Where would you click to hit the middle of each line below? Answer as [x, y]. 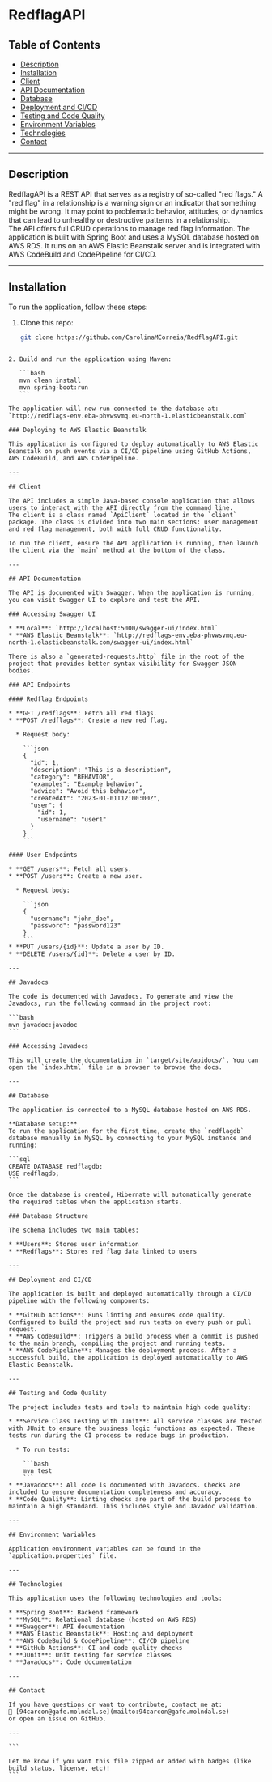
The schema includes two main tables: [74, 1230]
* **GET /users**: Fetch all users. [70, 869]
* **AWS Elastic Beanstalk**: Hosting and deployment [101, 1633]
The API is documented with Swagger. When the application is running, [132, 592]
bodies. [21, 670]
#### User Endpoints [43, 855]
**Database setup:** [43, 1124]
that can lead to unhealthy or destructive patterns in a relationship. [119, 219]
